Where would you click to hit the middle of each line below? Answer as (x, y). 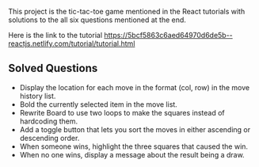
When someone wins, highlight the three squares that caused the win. (133, 146)
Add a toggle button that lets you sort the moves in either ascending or (135, 129)
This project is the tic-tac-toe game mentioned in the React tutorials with (127, 11)
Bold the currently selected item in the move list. (99, 104)
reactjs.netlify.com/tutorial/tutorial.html (72, 44)
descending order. (50, 138)
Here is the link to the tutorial (55, 35)
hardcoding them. (49, 121)
